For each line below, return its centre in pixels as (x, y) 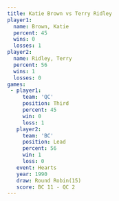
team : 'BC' (38, 135)
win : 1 (32, 155)
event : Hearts (36, 167)
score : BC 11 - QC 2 (46, 187)
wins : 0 (24, 39)
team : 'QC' (38, 97)
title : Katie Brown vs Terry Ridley (60, 13)
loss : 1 (33, 123)
